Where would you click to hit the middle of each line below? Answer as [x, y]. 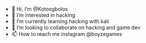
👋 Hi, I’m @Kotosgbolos [40, 9]
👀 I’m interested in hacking [43, 15]
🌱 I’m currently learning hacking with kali [60, 21]
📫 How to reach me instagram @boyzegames [67, 34]
